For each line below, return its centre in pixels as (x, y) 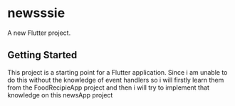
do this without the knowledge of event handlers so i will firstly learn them (116, 80)
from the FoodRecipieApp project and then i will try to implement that (109, 88)
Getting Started (42, 55)
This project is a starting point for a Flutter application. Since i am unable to (117, 72)
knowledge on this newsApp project (60, 95)
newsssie (36, 13)
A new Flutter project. (39, 33)
